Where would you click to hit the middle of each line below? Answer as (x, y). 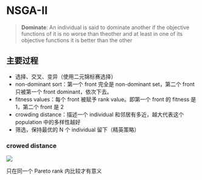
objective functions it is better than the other (76, 40)
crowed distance (32, 145)
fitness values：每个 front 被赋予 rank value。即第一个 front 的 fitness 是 (106, 99)
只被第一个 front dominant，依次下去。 (63, 92)
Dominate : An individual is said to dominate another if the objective (105, 27)
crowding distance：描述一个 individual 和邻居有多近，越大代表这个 (99, 114)
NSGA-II (27, 11)
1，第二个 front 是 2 (39, 107)
